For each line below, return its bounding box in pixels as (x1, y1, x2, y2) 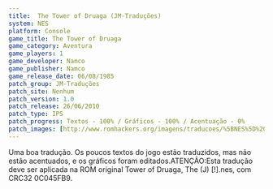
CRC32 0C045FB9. (8, 173, 73, 183)
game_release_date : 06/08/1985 (8, 72, 115, 80)
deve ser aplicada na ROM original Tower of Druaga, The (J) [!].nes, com (8, 164, 252, 174)
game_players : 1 (8, 49, 63, 58)
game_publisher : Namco (8, 65, 85, 73)
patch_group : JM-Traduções (8, 79, 100, 88)
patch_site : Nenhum (8, 87, 75, 96)
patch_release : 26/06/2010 (8, 102, 100, 110)
